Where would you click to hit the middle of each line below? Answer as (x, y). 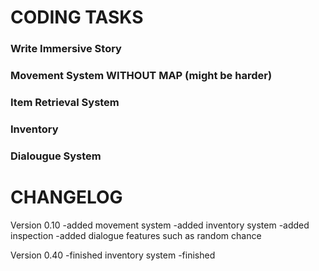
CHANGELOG (66, 197)
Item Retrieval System (65, 102)
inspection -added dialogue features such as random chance (136, 235)
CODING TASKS (77, 17)
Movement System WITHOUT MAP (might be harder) (141, 76)
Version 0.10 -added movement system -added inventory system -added (160, 225)
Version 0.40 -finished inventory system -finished (113, 255)
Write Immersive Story (66, 49)
